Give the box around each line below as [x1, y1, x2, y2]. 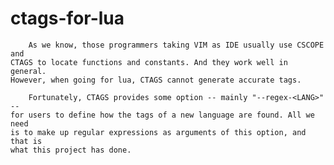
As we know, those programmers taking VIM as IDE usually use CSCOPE [28, 40, 325, 50]
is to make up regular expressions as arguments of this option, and [10, 127, 307, 137]
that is [10, 136, 43, 146]
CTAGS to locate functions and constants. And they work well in [10, 57, 288, 67]
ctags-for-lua [10, 7, 125, 30]
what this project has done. [10, 145, 132, 155]
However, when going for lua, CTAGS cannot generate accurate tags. [10, 75, 302, 85]
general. [10, 66, 47, 76]
